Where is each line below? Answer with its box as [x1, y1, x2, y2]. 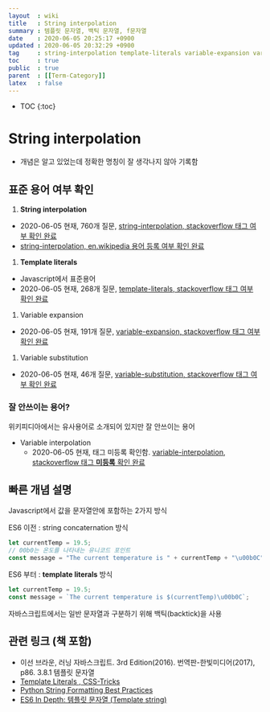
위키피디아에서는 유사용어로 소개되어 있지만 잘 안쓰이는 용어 [8, 422, 195, 431]
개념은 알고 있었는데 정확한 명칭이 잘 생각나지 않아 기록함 [19, 157, 198, 167]
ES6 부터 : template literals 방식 [8, 569, 113, 579]
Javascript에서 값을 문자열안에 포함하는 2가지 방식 [8, 506, 167, 516]
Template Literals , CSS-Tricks [19, 677, 121, 686]
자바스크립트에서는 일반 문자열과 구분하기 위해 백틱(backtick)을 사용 [8, 608, 223, 618]
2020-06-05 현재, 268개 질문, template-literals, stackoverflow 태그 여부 [19, 284, 254, 294]
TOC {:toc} [19, 101, 56, 111]
